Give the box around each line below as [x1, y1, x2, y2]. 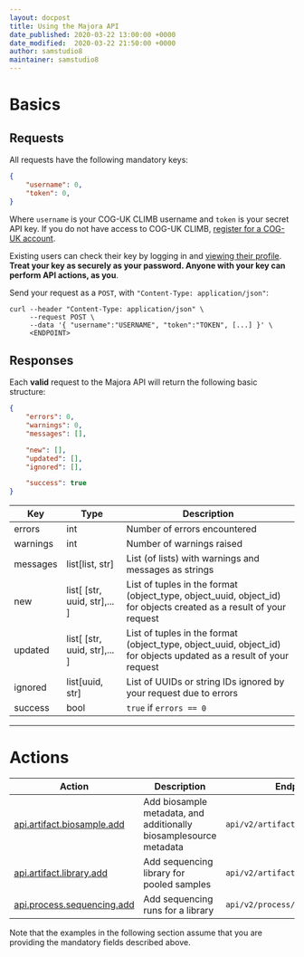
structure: [9, 387, 46, 397]
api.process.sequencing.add [14, 898, 135, 911]
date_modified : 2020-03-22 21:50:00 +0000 [9, 38, 176, 48]
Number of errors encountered [126, 522, 257, 535]
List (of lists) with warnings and [126, 552, 260, 565]
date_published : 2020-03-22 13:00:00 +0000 [9, 30, 176, 39]
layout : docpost [9, 13, 71, 23]
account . [22, 233, 56, 244]
